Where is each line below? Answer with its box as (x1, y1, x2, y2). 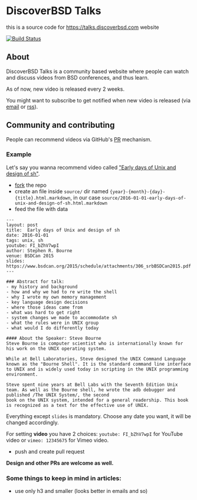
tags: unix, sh (6, 237, 44, 243)
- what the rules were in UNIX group (6, 320, 99, 326)
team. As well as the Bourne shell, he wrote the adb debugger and (6, 387, 176, 393)
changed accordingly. (6, 419, 59, 426)
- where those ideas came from (6, 304, 83, 310)
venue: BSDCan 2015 (6, 253, 54, 259)
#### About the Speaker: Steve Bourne (6, 335, 101, 341)
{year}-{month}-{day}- (110, 188, 166, 195)
